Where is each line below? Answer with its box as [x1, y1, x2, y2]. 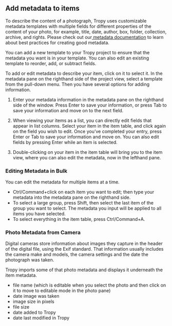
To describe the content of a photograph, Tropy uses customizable [5, 17, 147, 24]
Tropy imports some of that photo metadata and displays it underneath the [5, 267, 163, 273]
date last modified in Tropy [12, 315, 70, 321]
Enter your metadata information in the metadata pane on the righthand [12, 96, 164, 103]
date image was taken [12, 293, 60, 299]
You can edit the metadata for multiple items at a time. [5, 179, 120, 185]
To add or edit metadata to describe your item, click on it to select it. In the [5, 70, 163, 76]
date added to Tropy [12, 310, 56, 316]
